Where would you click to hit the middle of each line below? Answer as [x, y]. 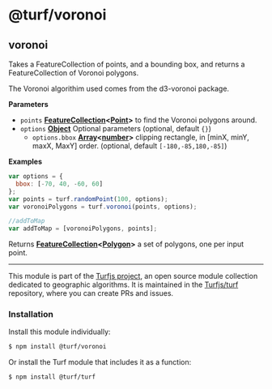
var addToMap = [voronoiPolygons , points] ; [83, 229]
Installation [31, 314]
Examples [25, 161]
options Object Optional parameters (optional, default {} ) [116, 128]
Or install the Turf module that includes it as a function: [100, 362]
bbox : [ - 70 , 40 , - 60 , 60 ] [59, 184]
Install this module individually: [59, 332]
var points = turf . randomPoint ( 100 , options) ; [88, 199]
